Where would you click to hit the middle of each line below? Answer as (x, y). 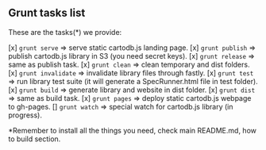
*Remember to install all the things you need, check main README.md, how (132, 130)
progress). (25, 115)
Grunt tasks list (47, 13)
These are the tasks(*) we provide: (65, 32)
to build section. (35, 139)
